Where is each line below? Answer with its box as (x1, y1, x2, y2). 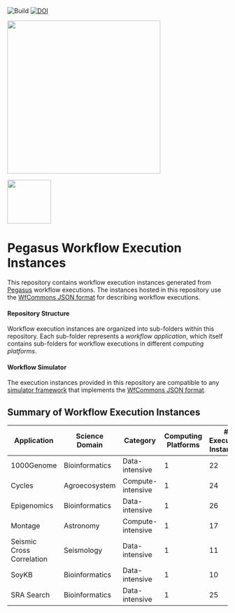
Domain (76, 440, 104, 450)
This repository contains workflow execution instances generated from (7, 278, 211, 286)
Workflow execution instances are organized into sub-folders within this (7, 325, 215, 333)
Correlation (10, 554, 48, 564)
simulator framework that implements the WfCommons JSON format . (7, 386, 206, 395)
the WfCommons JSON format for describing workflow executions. (7, 293, 201, 301)
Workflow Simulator (7, 362, 67, 371)
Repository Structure (7, 309, 70, 318)
